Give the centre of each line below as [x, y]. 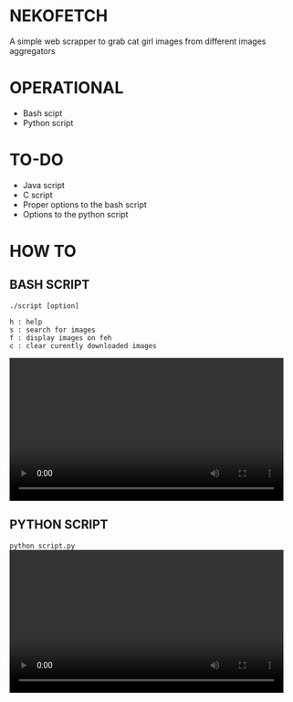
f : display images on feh [61, 338]
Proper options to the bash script [85, 204]
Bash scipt [42, 113]
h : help [26, 322]
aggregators [33, 50]
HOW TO [43, 251]
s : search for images [52, 330]
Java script [44, 185]
